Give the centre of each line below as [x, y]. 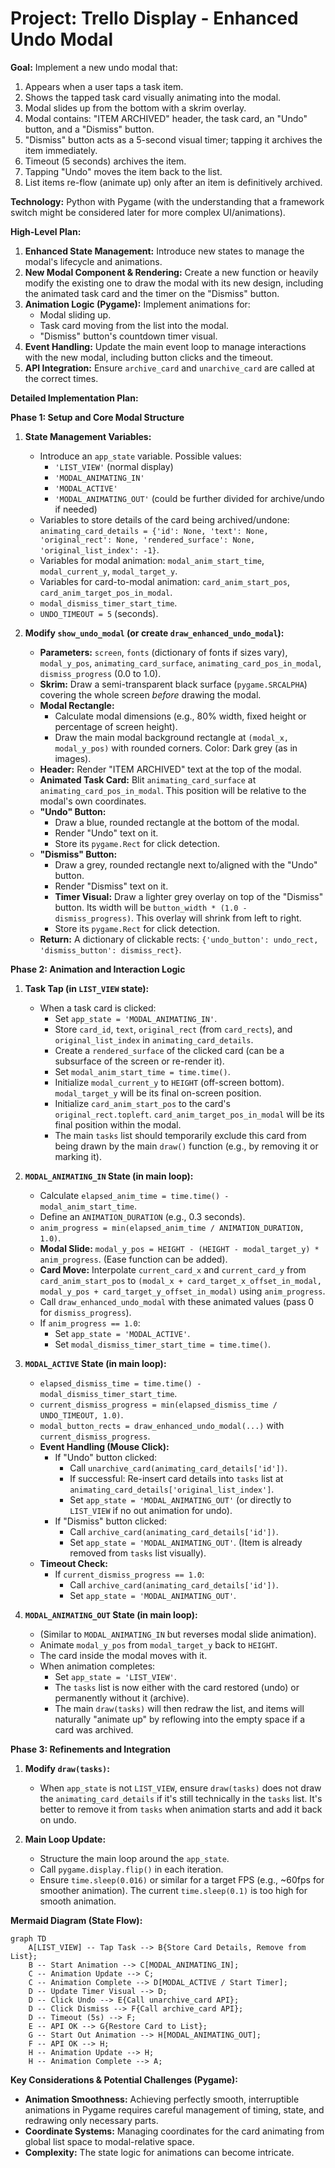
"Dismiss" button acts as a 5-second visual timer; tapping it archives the [173, 139]
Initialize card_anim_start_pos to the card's [142, 1103]
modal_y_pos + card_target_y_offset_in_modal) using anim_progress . [182, 1291]
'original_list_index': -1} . [99, 549]
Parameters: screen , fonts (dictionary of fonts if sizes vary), [163, 652]
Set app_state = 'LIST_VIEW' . [115, 1676]
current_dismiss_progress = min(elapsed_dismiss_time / [158, 1405]
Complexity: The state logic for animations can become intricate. [159, 2152]
